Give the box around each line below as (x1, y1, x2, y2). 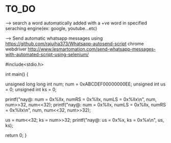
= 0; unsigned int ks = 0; (5, 86, 57, 92)
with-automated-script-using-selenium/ (5, 51, 89, 58)
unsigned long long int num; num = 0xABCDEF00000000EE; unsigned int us (5, 81, 166, 87)
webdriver (5, 46, 27, 52)
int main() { (5, 71, 29, 77)
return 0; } (5, 132, 27, 138)
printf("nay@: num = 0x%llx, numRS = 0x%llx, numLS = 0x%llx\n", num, (5, 96, 157, 102)
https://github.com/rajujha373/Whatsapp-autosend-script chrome (5, 40, 144, 46)
